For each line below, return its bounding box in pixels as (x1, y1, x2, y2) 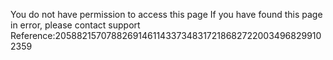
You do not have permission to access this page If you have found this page (10, 9, 323, 20)
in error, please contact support (10, 19, 141, 31)
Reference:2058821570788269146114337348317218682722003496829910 (10, 30, 322, 41)
